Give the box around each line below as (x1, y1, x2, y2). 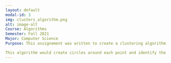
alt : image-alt (5, 22, 38, 27)
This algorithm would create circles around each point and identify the (5, 50, 166, 55)
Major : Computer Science (5, 36, 58, 41)
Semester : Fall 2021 (5, 31, 50, 36)
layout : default (5, 7, 40, 13)
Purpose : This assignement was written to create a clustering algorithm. (5, 41, 168, 46)
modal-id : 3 (5, 12, 31, 17)
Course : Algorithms (5, 27, 47, 32)
